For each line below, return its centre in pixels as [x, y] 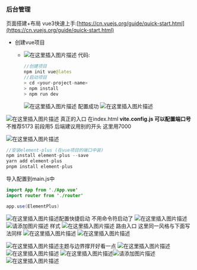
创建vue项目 [30, 42]
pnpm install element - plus [39, 167]
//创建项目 [35, 67]
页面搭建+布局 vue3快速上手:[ [42, 23]
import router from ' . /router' [45, 195]
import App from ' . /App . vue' [42, 190]
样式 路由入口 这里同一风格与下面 [117, 226]
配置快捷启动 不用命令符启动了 [96, 218]
